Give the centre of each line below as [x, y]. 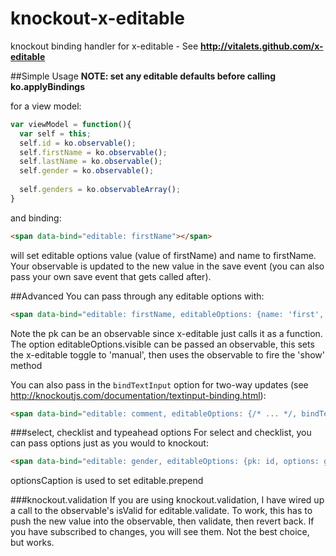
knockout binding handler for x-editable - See [104, 46]
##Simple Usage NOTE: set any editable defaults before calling [143, 76]
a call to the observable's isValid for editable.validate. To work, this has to [161, 511]
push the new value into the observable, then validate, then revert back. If [162, 521]
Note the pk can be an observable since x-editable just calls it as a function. [166, 333]
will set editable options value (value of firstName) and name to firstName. [163, 255]
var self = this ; [55, 133]
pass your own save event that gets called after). [111, 276]
